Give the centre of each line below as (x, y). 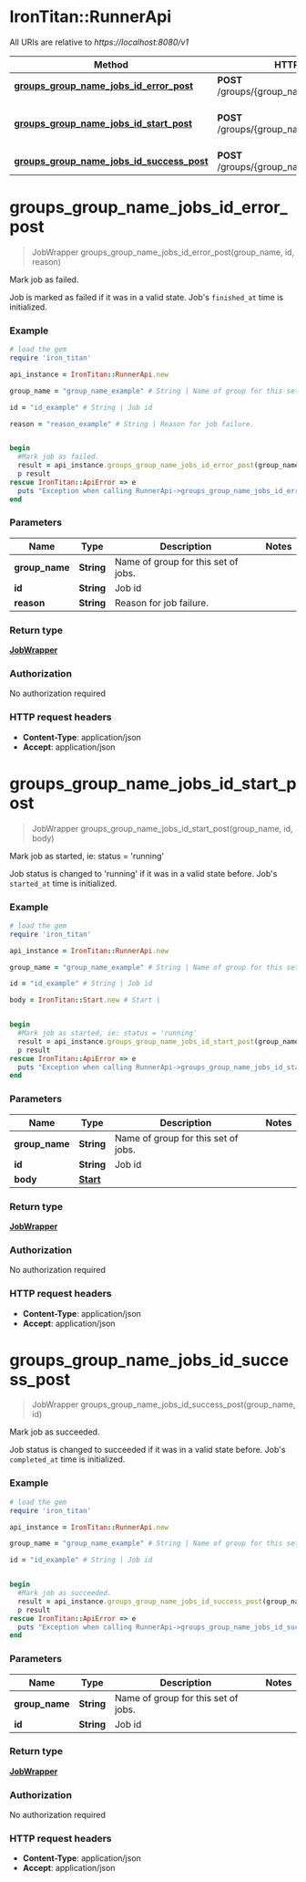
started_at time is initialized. (63, 883)
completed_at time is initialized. (67, 1459)
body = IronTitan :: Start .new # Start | (85, 1000)
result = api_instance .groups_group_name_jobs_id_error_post (136, 466)
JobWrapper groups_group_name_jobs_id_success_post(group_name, (163, 1404)
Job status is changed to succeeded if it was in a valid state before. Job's (148, 1450)
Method (112, 64)
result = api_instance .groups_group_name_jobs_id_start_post (136, 1041)
